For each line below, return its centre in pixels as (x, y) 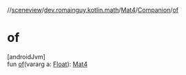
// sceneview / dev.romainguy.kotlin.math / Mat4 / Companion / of (93, 10)
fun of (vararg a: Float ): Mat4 (48, 64)
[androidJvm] (27, 56)
